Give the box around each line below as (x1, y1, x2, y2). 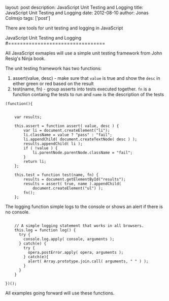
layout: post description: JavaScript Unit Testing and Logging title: (5, 5, 144, 10)
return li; (23, 159, 47, 164)
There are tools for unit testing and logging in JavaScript (5, 25, 123, 31)
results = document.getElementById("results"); (23, 177, 126, 182)
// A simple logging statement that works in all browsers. (14, 223, 144, 228)
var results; (14, 114, 42, 119)
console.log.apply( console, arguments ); (23, 236, 115, 242)
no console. (5, 209, 30, 215)
